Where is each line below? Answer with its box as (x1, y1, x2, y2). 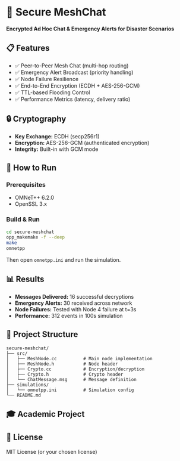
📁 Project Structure (6, 329, 78, 339)
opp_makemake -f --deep (6, 234, 65, 240)
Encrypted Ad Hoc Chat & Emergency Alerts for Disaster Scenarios (6, 25, 175, 32)
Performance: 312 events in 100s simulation (14, 312, 123, 319)
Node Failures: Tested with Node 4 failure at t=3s (14, 305, 137, 313)
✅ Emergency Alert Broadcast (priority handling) (14, 69, 134, 76)
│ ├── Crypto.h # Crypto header (6, 371, 124, 378)
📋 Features (6, 43, 50, 53)
